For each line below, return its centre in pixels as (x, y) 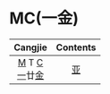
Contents (76, 47)
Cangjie (30, 47)
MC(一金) (44, 18)
